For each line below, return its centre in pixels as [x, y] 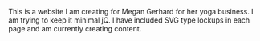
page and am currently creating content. [75, 29]
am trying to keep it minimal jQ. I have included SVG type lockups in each [129, 20]
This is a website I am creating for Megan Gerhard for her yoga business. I [131, 12]
